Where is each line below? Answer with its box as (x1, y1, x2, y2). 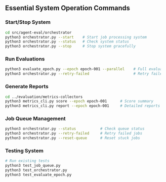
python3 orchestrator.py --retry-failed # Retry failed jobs (5, 131, 142, 136)
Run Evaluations (5, 55, 45, 62)
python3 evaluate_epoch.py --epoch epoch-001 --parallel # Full (5, 67, 147, 72)
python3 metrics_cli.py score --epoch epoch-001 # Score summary (5, 99, 154, 104)
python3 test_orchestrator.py (5, 168, 68, 173)
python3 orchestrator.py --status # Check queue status (5, 126, 145, 132)
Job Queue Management (5, 115, 66, 122)
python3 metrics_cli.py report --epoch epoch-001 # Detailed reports (5, 103, 161, 108)
